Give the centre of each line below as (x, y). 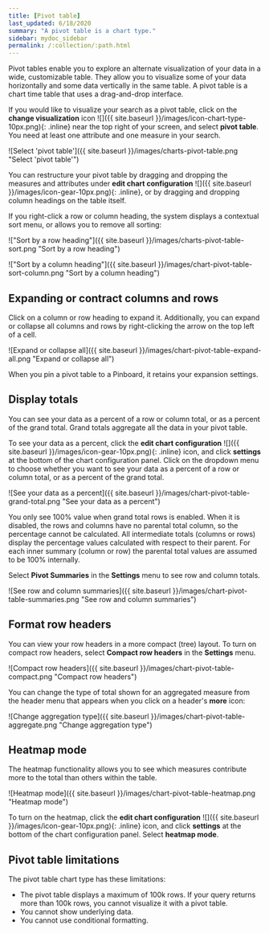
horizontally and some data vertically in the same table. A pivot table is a (128, 86)
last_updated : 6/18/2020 (50, 23)
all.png (20, 358)
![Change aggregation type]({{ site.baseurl (79, 716)
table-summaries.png (44, 599)
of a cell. (23, 334)
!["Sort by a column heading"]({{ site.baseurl (82, 264)
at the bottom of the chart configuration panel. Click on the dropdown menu (134, 460)
